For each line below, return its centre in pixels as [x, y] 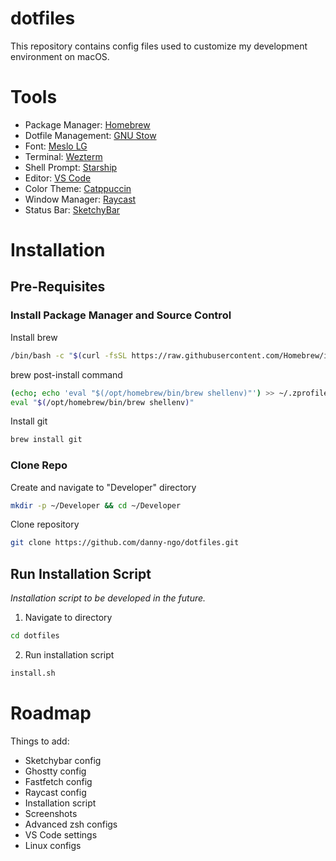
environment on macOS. [60, 56]
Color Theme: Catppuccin [78, 188]
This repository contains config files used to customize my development [159, 46]
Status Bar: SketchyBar [72, 209]
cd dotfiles [35, 636]
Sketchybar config [63, 760]
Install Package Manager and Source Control [121, 315]
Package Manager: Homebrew [87, 124]
